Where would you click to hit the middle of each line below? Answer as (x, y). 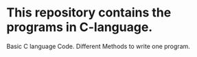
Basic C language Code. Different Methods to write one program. (98, 46)
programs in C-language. (80, 27)
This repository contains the (89, 13)
